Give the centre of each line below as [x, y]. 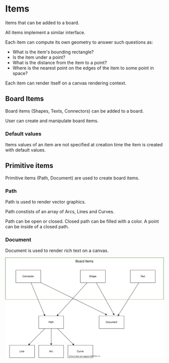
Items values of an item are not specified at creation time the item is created [84, 145]
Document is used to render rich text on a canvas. [57, 251]
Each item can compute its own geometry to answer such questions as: [79, 42]
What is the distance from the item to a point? [60, 62]
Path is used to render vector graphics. [46, 202]
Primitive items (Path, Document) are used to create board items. [72, 178]
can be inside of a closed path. [37, 227]
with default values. [26, 150]
